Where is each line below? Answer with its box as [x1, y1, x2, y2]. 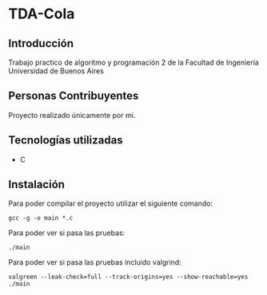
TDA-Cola [8, 5, 75, 23]
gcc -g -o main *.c [8, 214, 74, 222]
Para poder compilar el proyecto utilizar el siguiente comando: [8, 199, 213, 208]
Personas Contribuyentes [8, 89, 139, 103]
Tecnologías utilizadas [8, 133, 123, 147]
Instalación [8, 178, 66, 191]
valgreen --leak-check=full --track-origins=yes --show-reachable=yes [8, 273, 249, 281]
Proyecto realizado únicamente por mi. [8, 110, 136, 120]
